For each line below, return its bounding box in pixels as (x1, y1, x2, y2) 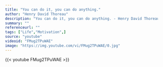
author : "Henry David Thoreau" (5, 12, 68, 17)
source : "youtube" (5, 34, 42, 39)
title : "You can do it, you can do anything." (5, 7, 101, 12)
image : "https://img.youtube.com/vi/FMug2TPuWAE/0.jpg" (5, 43, 120, 48)
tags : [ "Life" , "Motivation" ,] (5, 30, 66, 34)
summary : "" (5, 20, 29, 26)
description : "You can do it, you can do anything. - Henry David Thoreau (5, 16, 160, 21)
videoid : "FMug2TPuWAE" (5, 39, 53, 44)
